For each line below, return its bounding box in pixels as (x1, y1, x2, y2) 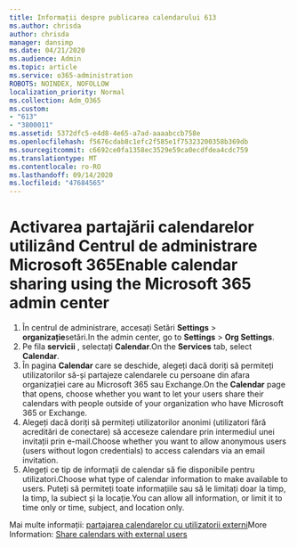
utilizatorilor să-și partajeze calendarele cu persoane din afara (21, 370, 251, 380)
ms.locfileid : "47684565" (9, 179, 105, 188)
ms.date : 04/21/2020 (9, 46, 86, 55)
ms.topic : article (9, 63, 77, 72)
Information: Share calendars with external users (9, 529, 188, 540)
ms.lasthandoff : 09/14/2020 (9, 170, 114, 179)
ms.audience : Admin (9, 54, 82, 63)
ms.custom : (9, 104, 50, 113)
